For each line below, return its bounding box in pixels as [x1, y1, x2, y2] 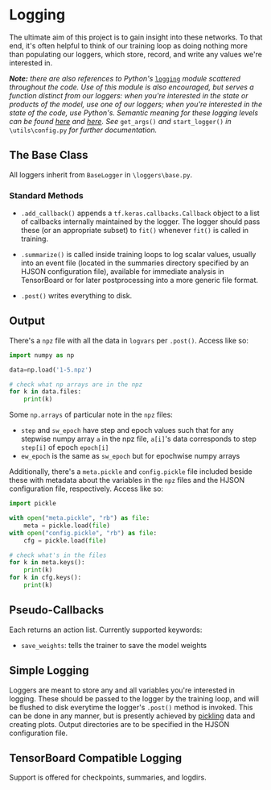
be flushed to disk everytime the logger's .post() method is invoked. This [9, 702, 253, 712]
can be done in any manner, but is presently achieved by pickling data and [9, 711, 256, 721]
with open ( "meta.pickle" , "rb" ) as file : [9, 514, 150, 522]
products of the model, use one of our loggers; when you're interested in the [9, 99, 263, 109]
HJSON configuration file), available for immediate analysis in [20, 267, 224, 276]
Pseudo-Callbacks [9, 603, 104, 617]
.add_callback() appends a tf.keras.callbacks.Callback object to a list [20, 208, 260, 218]
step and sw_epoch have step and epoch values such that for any [20, 426, 234, 435]
